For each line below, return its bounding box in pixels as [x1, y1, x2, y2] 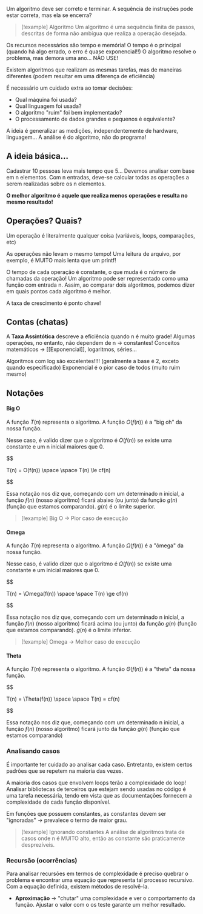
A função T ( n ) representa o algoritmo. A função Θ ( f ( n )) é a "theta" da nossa [6, 665, 196, 673]
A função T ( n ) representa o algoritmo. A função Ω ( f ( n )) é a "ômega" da [6, 542, 184, 549]
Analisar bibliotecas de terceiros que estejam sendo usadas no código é [6, 785, 186, 793]
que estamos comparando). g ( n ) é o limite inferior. [6, 627, 132, 634]
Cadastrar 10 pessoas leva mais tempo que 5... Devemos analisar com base [6, 167, 195, 175]
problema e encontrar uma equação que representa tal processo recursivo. [6, 876, 194, 884]
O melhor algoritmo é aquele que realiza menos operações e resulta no [6, 192, 188, 199]
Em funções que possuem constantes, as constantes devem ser [6, 810, 167, 817]
